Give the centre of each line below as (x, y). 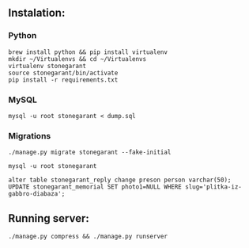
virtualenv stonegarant (47, 66)
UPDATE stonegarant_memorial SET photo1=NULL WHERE (95, 187)
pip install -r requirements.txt (63, 80)
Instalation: (37, 13)
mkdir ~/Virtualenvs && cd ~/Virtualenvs (77, 59)
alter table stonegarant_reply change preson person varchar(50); (120, 180)
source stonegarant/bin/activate (63, 73)
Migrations (30, 135)
